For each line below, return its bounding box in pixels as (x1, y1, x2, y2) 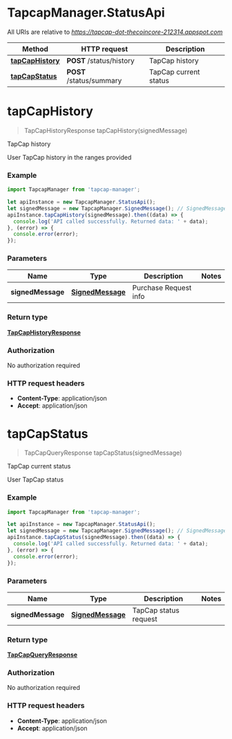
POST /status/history (66, 55, 135, 65)
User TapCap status (7, 475, 64, 484)
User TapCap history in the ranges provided (7, 153, 132, 161)
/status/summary (66, 75, 122, 85)
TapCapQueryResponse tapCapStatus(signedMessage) (23, 448, 182, 457)
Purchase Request (132, 283, 192, 293)
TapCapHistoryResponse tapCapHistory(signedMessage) (23, 126, 188, 134)
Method (21, 44, 48, 53)
